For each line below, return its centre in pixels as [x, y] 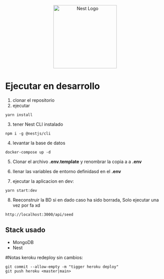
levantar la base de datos [39, 143]
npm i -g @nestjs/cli [28, 133]
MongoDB [23, 242]
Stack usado [25, 230]
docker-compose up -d [28, 152]
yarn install [19, 115]
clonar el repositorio [33, 100]
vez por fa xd [26, 205]
